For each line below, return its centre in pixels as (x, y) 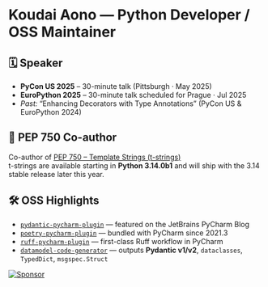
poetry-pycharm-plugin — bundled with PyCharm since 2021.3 (124, 233)
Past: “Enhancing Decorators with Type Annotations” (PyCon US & (131, 103)
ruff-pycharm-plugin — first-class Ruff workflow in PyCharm (122, 241)
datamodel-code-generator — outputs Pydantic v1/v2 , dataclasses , (131, 250)
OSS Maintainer (62, 32)
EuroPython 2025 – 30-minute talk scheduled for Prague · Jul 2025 (133, 95)
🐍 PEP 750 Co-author (63, 138)
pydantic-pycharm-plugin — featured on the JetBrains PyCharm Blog (134, 224)
